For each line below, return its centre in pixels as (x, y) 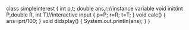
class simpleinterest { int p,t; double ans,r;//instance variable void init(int (94, 9)
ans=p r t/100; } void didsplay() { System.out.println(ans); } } (78, 21)
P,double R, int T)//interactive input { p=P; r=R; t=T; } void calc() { (86, 15)
